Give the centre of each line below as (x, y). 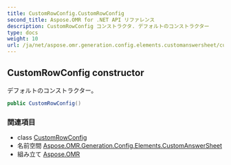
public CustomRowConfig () (44, 103)
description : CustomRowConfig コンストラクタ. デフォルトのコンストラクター (108, 26)
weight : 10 (23, 39)
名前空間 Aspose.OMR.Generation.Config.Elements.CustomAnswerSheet (119, 145)
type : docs (23, 33)
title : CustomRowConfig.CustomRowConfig (66, 13)
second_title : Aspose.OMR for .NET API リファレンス (81, 20)
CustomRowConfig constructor (76, 73)
